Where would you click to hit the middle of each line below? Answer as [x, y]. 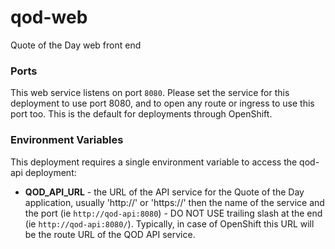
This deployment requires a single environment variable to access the [154, 162]
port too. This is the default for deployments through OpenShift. [141, 114]
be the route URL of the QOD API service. [110, 234]
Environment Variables [67, 140]
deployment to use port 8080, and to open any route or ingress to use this [162, 103]
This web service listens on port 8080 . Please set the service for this [150, 93]
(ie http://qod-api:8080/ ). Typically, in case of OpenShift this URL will [169, 223]
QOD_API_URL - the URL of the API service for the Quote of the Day [164, 192]
